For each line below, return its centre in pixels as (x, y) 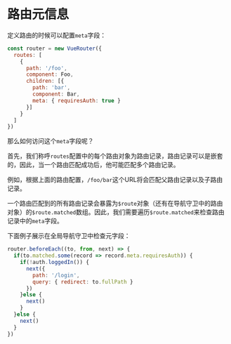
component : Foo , (49, 74)
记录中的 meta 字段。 (35, 221)
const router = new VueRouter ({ (54, 48)
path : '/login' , (56, 275)
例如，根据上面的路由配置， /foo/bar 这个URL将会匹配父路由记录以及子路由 (115, 180)
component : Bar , (56, 94)
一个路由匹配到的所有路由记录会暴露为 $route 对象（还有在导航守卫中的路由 (115, 204)
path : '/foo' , (47, 68)
